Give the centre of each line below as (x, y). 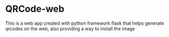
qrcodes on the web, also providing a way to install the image (70, 28)
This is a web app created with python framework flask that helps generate (85, 23)
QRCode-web (35, 9)
